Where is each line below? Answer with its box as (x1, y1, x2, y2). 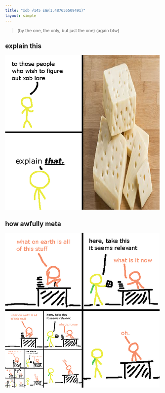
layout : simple (5, 13, 37, 18)
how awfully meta (5, 219, 61, 228)
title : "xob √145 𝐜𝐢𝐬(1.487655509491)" (5, 8, 86, 13)
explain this (5, 42, 42, 50)
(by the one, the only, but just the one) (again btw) (17, 27, 120, 33)
